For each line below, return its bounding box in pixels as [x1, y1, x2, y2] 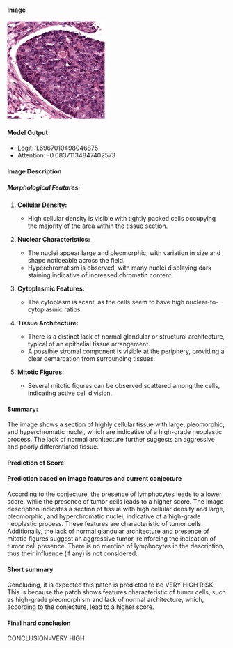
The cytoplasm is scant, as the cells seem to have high [27, 298, 185, 306]
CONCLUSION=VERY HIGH [7, 634, 85, 642]
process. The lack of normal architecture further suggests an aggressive [7, 435, 216, 444]
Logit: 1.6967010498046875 [17, 144, 99, 153]
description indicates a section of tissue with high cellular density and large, [7, 504, 225, 513]
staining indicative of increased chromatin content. [27, 270, 174, 279]
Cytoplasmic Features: [17, 284, 85, 293]
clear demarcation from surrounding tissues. [27, 354, 156, 362]
